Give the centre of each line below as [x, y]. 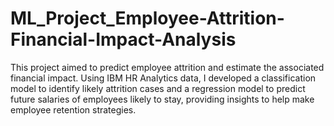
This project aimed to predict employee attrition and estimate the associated [167, 67]
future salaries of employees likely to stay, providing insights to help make [162, 99]
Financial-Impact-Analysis [123, 39]
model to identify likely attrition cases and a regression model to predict [158, 88]
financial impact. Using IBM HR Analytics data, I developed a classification [163, 78]
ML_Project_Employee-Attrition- [147, 18]
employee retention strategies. [73, 109]
